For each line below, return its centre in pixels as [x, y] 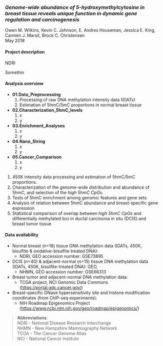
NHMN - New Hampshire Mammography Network [67, 328]
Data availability [22, 235]
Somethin [15, 72]
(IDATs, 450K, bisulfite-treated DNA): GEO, [55, 267]
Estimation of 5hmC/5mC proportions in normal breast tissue [80, 105]
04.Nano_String [29, 141]
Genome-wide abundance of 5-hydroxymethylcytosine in [75, 7]
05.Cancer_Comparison [37, 157]
